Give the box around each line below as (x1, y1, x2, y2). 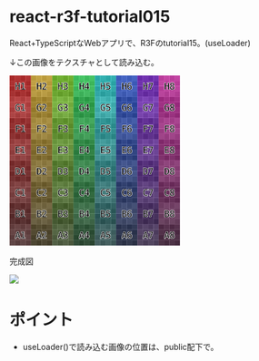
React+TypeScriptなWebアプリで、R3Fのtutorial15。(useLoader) (9, 37, 252, 48)
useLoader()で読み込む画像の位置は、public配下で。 (22, 341, 219, 352)
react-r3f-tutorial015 (9, 6, 171, 27)
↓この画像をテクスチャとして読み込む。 (9, 56, 159, 67)
